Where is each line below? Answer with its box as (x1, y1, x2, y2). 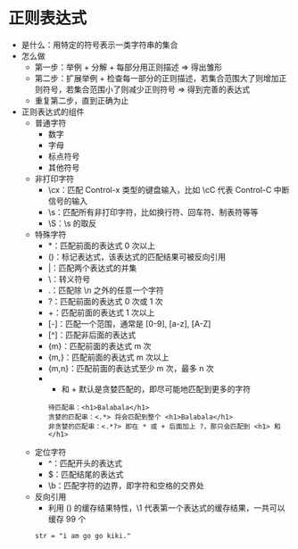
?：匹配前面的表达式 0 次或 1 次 (47, 295, 163, 306)
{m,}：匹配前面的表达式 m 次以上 (47, 352, 170, 362)
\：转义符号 (47, 273, 91, 284)
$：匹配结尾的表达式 (47, 469, 124, 479)
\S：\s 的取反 (47, 218, 97, 229)
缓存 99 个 (47, 513, 87, 524)
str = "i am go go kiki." (34, 531, 131, 540)
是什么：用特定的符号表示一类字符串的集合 (21, 39, 178, 50)
